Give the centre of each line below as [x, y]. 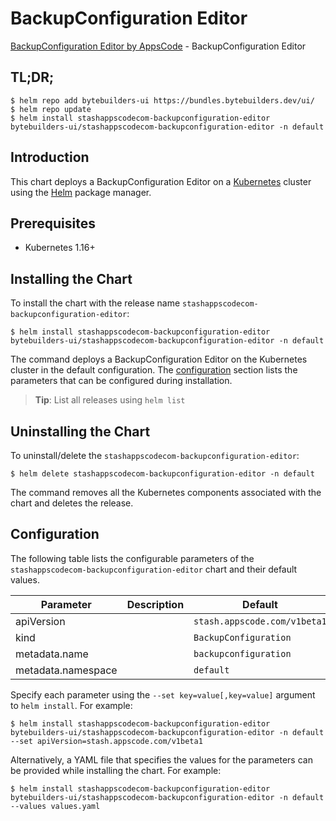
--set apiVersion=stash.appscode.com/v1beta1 [106, 741]
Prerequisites [53, 223]
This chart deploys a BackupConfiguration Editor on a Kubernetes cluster [161, 181]
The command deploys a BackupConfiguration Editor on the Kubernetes [159, 359]
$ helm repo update [51, 109]
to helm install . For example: [71, 705]
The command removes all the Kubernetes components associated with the [166, 492]
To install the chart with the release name [95, 303]
